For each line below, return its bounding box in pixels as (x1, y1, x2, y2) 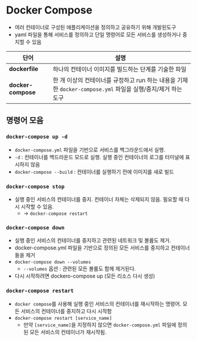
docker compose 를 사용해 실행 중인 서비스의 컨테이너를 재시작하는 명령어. (14, 300, 182, 307)
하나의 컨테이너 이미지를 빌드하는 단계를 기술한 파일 (52, 65, 186, 73)
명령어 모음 (6, 116, 44, 126)
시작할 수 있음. (21, 203, 54, 210)
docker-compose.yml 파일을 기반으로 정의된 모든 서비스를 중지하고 (14, 244, 170, 251)
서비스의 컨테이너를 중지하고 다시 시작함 (21, 308, 113, 315)
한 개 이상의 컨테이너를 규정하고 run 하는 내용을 (52, 76, 176, 84)
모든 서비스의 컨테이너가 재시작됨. (29, 328, 107, 335)
